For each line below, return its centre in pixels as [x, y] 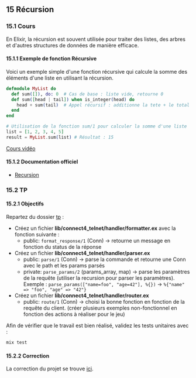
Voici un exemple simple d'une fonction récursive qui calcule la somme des [97, 71]
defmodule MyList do [31, 88]
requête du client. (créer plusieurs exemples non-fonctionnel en [100, 308]
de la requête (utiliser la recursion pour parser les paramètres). [99, 278]
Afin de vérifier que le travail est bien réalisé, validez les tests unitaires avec [97, 326]
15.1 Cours [21, 26]
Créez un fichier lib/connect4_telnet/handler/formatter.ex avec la [95, 228]
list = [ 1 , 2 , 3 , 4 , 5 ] [35, 132]
